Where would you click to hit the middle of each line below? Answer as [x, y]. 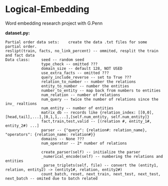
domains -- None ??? [63, 139]
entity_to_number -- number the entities [85, 86]
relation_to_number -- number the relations [89, 81]
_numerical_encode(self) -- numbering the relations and [102, 156]
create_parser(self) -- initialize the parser [91, 152]
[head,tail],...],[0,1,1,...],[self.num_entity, [57, 117]
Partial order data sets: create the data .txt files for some [76, 42]
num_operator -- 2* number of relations [84, 143]
